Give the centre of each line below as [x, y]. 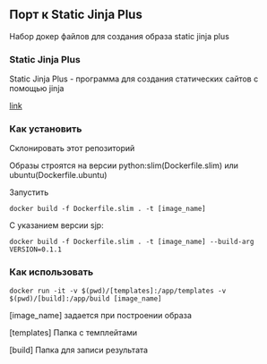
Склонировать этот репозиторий [72, 148]
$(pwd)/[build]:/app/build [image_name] [86, 299]
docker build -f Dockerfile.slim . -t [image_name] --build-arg [132, 242]
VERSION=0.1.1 [36, 250]
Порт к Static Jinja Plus [76, 15]
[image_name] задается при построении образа [101, 315]
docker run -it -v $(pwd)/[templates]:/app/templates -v [118, 291]
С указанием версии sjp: [57, 225]
